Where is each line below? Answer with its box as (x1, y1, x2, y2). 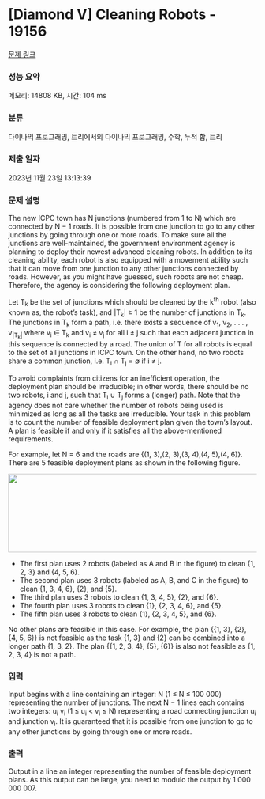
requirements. (8, 434, 54, 444)
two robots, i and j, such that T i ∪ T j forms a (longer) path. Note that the (8, 390, 241, 401)
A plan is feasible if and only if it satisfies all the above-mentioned (8, 426, 222, 435)
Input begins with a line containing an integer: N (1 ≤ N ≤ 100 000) (8, 690, 222, 699)
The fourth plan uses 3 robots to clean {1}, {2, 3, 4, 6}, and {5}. (19, 600, 223, 610)
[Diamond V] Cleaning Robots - (8, 6, 216, 24)
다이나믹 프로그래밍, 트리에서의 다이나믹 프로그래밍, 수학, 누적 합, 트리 (8, 132, 223, 142)
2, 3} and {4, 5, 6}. (19, 567, 80, 577)
